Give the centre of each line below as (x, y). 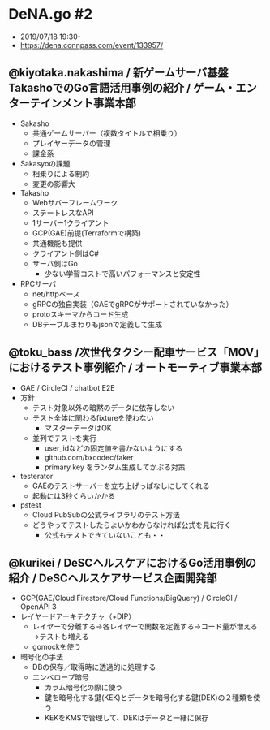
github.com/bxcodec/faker (89, 457)
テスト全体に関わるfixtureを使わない (93, 417)
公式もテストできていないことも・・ (105, 535)
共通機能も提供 (57, 243)
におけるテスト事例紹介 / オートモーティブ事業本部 (135, 367)
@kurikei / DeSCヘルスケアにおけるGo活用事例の (133, 562)
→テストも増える (60, 637)
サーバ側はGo (55, 263)
